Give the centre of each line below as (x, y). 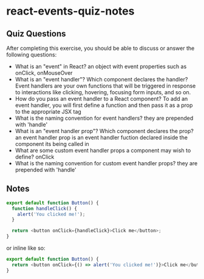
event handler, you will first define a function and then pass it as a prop (104, 105)
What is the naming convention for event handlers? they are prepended (104, 118)
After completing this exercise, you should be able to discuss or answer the (100, 48)
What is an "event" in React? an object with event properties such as (101, 66)
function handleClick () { (45, 208)
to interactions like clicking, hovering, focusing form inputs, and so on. (103, 92)
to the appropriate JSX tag (48, 112)
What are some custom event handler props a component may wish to (103, 150)
